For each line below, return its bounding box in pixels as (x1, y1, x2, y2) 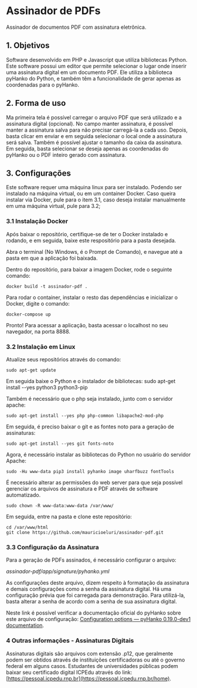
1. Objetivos (6, 41, 50, 51)
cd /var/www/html (6, 524, 49, 530)
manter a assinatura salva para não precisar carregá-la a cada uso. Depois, (6, 126, 188, 133)
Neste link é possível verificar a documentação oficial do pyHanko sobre (6, 609, 182, 616)
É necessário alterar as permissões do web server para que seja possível (6, 479, 183, 486)
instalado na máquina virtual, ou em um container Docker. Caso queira (6, 190, 176, 197)
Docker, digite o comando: (6, 300, 70, 307)
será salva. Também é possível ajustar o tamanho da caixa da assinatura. (6, 139, 183, 146)
